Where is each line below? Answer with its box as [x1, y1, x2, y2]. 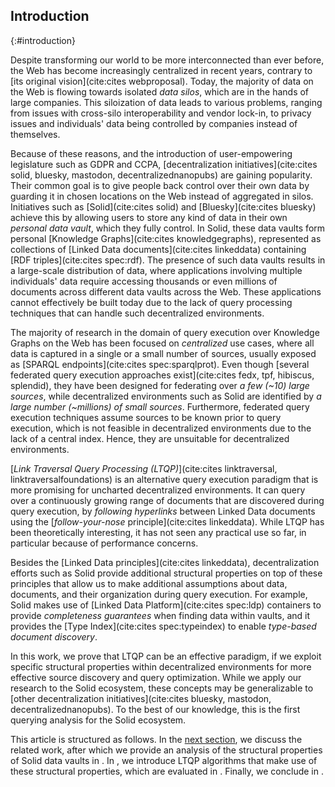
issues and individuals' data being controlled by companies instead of [10, 117, 298, 129]
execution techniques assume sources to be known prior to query [10, 411, 282, 423]
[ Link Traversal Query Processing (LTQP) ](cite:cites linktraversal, [10, 462, 278, 474]
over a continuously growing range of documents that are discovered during [10, 494, 325, 506]
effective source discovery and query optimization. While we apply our [10, 671, 302, 683]
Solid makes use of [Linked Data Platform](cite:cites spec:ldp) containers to [10, 599, 322, 611]
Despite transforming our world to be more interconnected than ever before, [10, 54, 325, 66]
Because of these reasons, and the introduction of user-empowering [10, 147, 293, 159]
